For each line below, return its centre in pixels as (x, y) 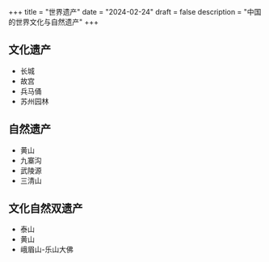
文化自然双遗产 (46, 209)
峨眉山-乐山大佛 (47, 250)
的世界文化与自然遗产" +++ (54, 22)
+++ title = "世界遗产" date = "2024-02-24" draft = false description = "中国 (135, 12)
